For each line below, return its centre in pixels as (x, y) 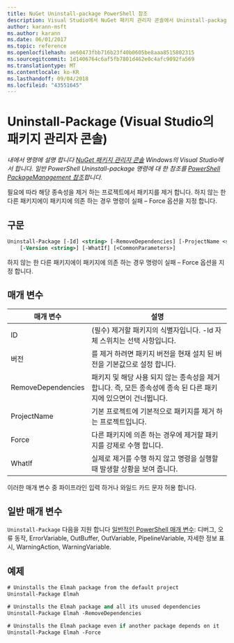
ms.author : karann (34, 33)
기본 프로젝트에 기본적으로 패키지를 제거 (153, 411)
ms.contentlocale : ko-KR (43, 72)
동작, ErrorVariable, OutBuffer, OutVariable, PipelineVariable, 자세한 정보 (116, 538)
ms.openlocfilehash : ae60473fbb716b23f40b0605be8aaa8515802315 (101, 53)
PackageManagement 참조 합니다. (55, 177)
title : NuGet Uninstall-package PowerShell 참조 (78, 14)
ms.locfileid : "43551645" (45, 85)
